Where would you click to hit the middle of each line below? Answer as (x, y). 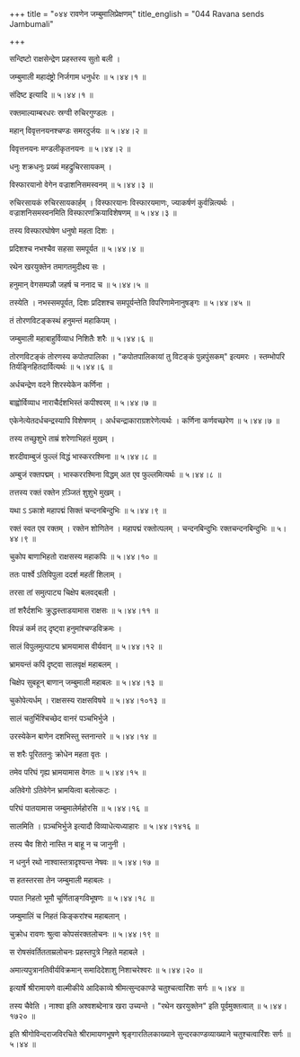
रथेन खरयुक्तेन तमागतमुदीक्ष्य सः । (57, 266)
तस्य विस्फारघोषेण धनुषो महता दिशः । (62, 231)
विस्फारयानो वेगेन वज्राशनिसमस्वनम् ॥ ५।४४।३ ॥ (81, 185)
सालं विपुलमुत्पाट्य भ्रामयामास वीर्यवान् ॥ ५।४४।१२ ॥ (86, 646)
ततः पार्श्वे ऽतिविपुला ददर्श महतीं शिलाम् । (66, 574)
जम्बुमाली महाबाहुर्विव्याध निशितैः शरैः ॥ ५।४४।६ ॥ (81, 338)
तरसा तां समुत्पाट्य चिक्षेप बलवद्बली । (63, 592)
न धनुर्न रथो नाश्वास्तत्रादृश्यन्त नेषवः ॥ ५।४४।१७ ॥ (84, 862)
